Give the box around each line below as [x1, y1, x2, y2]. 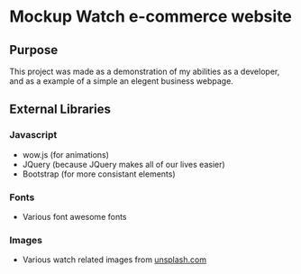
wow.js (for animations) [22, 149, 110, 160]
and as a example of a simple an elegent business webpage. [9, 76, 234, 87]
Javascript [9, 129, 58, 142]
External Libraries [9, 102, 111, 117]
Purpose [9, 42, 59, 58]
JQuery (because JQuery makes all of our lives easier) [22, 159, 225, 169]
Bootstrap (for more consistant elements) [22, 169, 176, 179]
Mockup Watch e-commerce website [9, 6, 293, 27]
